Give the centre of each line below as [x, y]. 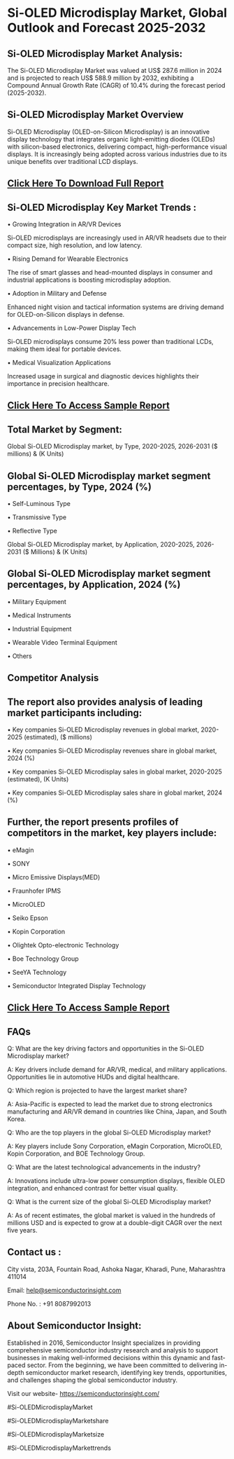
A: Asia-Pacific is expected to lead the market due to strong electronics [110, 1104]
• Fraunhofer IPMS [34, 891]
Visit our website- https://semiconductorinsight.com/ [83, 1393]
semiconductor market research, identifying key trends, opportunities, [126, 1372]
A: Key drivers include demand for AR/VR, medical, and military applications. [117, 1069]
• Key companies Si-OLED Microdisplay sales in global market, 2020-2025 [115, 772]
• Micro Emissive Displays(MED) [54, 877]
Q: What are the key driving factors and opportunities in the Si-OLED [106, 1048]
